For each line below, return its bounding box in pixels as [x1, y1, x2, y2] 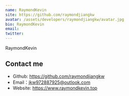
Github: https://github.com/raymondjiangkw [12, 73, 105, 79]
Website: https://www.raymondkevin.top [12, 85, 98, 91]
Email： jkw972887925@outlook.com [12, 79, 91, 85]
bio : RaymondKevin [5, 21, 44, 27]
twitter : [5, 31, 24, 36]
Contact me [5, 59, 43, 69]
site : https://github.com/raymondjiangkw [5, 12, 95, 17]
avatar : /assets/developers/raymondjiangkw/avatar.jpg [5, 17, 124, 22]
